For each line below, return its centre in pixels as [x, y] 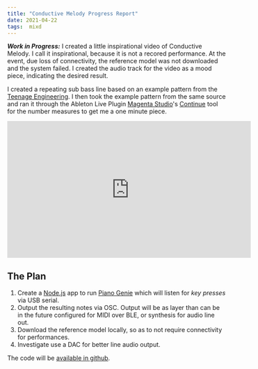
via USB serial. [38, 300]
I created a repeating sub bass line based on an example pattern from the [112, 89]
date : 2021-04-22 [32, 20]
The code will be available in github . [59, 358]
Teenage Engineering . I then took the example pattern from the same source [116, 97]
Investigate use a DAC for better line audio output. [89, 345]
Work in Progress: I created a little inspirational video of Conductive [105, 47]
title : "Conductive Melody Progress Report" [73, 14]
